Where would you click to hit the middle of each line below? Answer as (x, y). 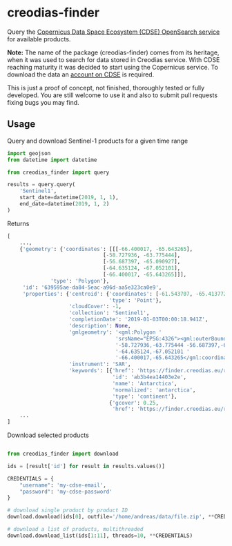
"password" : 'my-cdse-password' (66, 492)
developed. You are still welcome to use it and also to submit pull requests (113, 95)
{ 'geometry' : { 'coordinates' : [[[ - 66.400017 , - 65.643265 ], (106, 249)
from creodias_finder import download (63, 454)
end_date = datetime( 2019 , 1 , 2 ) (65, 204)
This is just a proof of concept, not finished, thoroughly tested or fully (106, 88)
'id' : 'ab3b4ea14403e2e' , (149, 377)
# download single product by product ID (68, 510)
